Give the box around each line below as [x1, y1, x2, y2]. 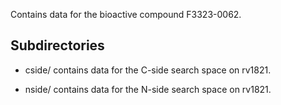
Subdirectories [10, 37, 105, 54]
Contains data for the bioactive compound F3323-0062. [10, 9, 242, 20]
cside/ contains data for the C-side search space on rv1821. [24, 64, 272, 76]
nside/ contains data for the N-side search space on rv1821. [24, 83, 272, 95]
